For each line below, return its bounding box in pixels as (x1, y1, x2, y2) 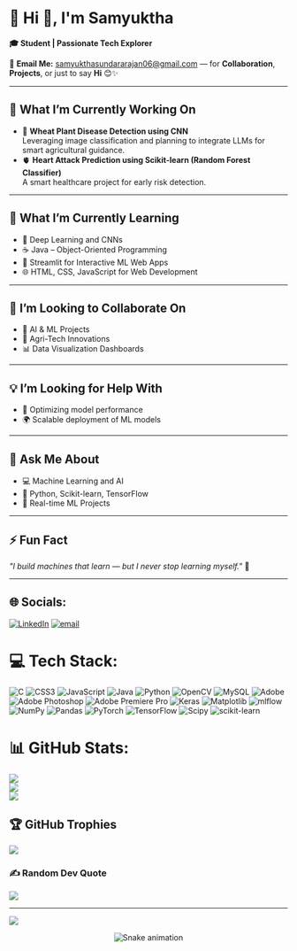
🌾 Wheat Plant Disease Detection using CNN (21, 126, 188, 136)
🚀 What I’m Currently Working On (9, 102, 196, 118)
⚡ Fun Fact (9, 533, 68, 548)
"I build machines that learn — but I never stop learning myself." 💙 (9, 561, 250, 571)
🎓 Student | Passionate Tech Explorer (9, 37, 153, 48)
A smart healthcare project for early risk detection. (21, 176, 207, 187)
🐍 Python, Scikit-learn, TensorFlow (21, 489, 148, 499)
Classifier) (21, 167, 62, 178)
